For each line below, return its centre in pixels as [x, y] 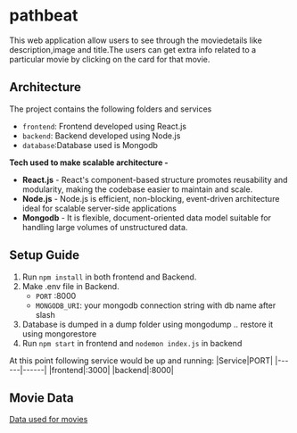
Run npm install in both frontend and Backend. [109, 277]
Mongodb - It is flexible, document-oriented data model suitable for [147, 217]
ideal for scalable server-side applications [99, 208]
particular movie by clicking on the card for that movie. [110, 59]
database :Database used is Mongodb [90, 145]
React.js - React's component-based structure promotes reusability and [155, 179]
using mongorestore [59, 333]
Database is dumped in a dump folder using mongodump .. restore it [148, 324]
